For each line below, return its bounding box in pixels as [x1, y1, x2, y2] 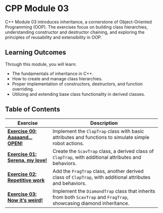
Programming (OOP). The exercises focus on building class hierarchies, [5, 24, 148, 30]
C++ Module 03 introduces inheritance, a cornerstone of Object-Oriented [5, 19, 152, 25]
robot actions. [52, 140, 84, 147]
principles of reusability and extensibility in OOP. [5, 34, 102, 40]
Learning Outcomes [5, 48, 66, 57]
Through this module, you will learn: [5, 61, 77, 67]
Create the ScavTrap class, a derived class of [52, 148, 154, 154]
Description [90, 120, 118, 126]
